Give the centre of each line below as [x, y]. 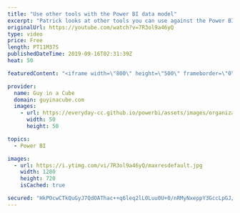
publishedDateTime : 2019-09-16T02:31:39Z [70, 54]
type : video [25, 34]
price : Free [25, 41]
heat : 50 [20, 61]
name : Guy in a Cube [44, 93]
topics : [19, 139]
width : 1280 [38, 172]
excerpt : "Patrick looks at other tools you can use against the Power [116, 21]
